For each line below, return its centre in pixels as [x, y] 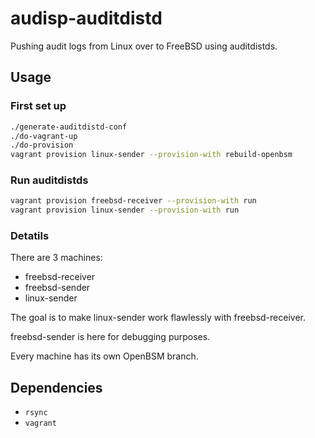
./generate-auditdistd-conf [69, 127]
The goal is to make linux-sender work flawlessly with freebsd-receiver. [158, 318]
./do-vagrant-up [44, 136]
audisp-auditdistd [86, 18]
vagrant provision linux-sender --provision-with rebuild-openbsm [151, 155]
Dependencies [56, 387]
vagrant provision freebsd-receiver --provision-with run [133, 201]
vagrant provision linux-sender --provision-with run [125, 210]
